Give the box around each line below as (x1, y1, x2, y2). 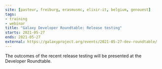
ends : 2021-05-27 (5, 35, 41, 40)
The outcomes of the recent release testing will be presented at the (5, 53, 142, 59)
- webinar (5, 21, 26, 26)
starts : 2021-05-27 (5, 30, 45, 35)
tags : (5, 12, 16, 17)
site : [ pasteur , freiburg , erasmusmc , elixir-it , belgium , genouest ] (5, 7, 151, 12)
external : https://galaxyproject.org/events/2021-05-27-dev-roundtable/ (5, 39, 158, 44)
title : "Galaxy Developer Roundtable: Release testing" (5, 26, 122, 31)
